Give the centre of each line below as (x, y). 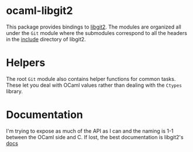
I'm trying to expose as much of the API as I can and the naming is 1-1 (90, 131)
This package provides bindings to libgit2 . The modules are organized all (94, 27)
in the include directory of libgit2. (46, 39)
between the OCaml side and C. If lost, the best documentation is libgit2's (95, 137)
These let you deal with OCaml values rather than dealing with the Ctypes (94, 85)
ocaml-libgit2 (39, 11)
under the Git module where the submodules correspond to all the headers (96, 33)
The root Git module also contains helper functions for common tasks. (91, 79)
